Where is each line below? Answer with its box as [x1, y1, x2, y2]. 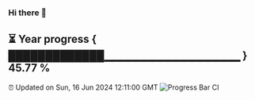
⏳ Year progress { [8, 33, 97, 46]
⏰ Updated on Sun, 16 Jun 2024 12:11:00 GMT [8, 83, 158, 92]
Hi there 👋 [8, 7, 48, 18]
